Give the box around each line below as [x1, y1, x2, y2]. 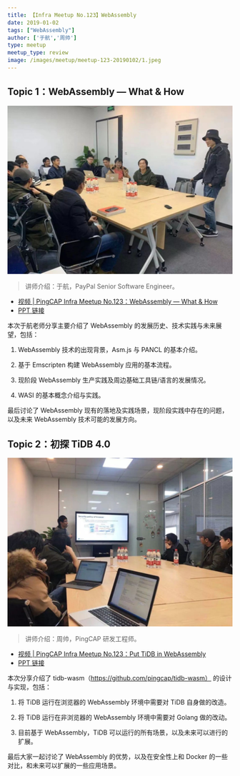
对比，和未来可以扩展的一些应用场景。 [7, 761, 120, 770]
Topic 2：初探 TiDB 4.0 [7, 438, 111, 450]
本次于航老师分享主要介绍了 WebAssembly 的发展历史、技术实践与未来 [7, 321, 216, 330]
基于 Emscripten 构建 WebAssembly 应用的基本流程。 [17, 361, 176, 369]
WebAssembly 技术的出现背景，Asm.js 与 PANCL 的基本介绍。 [17, 346, 202, 354]
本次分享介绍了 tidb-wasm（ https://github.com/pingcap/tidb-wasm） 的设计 [7, 674, 232, 682]
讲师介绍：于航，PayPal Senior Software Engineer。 [24, 282, 179, 291]
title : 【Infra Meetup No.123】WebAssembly [7, 11, 137, 19]
